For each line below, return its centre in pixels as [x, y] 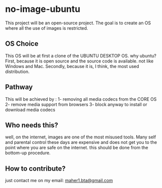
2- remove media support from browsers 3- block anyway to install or [76, 104]
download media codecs [30, 110]
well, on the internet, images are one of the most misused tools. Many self [81, 137]
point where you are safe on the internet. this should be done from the [77, 148]
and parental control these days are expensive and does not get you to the [81, 142]
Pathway [19, 87]
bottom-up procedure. [28, 153]
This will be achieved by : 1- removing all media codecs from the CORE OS [81, 99]
